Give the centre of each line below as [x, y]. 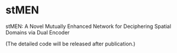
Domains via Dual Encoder [38, 32]
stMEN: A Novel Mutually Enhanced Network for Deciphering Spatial [88, 26]
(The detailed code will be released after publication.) [71, 44]
